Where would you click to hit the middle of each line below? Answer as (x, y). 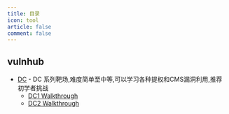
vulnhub (26, 61)
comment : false (29, 33)
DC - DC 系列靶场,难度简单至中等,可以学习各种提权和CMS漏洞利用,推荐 (120, 79)
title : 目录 (23, 14)
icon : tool (23, 20)
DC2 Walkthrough (53, 104)
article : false (29, 27)
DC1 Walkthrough (53, 96)
